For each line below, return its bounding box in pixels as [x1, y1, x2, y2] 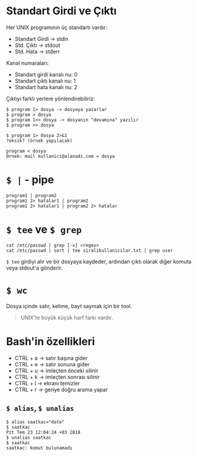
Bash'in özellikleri [6, 334, 95, 348]
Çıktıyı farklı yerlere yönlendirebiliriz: [6, 95, 95, 102]
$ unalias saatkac [6, 435, 51, 441]
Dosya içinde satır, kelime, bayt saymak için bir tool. [6, 302, 132, 309]
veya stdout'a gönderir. [6, 264, 63, 271]
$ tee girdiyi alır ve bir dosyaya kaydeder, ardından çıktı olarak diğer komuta [6, 258, 192, 265]
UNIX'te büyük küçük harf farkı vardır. [20, 313, 114, 321]
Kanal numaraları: [6, 59, 49, 66]
